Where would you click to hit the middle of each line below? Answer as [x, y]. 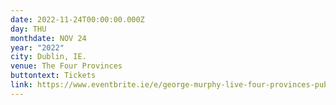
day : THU [28, 29]
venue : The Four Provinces [66, 66]
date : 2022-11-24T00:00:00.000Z [77, 19]
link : [21, 85]
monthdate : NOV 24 [48, 38]
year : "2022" [37, 47]
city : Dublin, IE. [48, 57]
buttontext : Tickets [53, 76]
